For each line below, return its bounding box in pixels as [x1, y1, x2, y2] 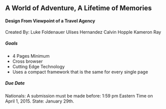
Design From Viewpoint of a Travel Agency [5, 17, 96, 24]
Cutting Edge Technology [12, 63, 65, 69]
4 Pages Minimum [12, 53, 50, 59]
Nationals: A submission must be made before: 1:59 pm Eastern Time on [5, 93, 153, 99]
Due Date [5, 80, 25, 86]
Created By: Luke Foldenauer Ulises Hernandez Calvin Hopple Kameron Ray [5, 29, 162, 35]
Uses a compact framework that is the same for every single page [12, 69, 149, 75]
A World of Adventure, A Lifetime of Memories [5, 4, 152, 12]
